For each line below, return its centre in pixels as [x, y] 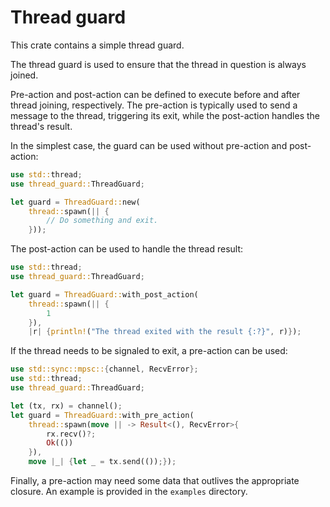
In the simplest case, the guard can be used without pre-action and [149, 145]
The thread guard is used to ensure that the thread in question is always [158, 64]
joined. [24, 75]
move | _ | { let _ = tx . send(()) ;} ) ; [102, 462]
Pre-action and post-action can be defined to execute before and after [155, 94]
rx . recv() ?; [71, 434]
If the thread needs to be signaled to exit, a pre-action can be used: [149, 351]
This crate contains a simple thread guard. [97, 45]
